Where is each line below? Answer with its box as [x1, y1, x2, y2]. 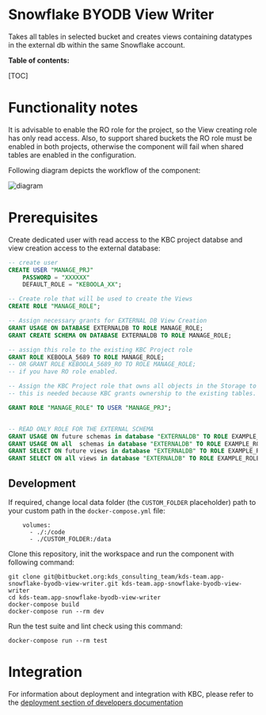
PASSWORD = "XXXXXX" [22, 273, 90, 281]
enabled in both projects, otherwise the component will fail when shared [8, 141, 244, 151]
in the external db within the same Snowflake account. [8, 40, 186, 49]
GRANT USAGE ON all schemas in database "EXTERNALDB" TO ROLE [8, 440, 222, 448]
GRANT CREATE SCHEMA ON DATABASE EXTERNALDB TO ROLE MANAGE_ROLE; [8, 331, 232, 339]
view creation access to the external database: [8, 243, 161, 253]
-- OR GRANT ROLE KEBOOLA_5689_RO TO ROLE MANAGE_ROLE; [8, 361, 196, 369]
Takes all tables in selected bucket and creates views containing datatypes [8, 32, 253, 41]
